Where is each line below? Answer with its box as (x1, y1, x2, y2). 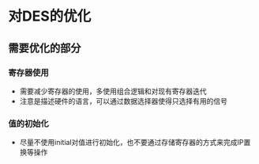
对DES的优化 (8, 7, 92, 25)
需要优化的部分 (8, 41, 81, 55)
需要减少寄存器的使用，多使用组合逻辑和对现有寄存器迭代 (19, 86, 207, 96)
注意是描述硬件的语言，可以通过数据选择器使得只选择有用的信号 (19, 96, 227, 105)
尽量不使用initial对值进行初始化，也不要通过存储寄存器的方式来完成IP (19, 138, 244, 147)
